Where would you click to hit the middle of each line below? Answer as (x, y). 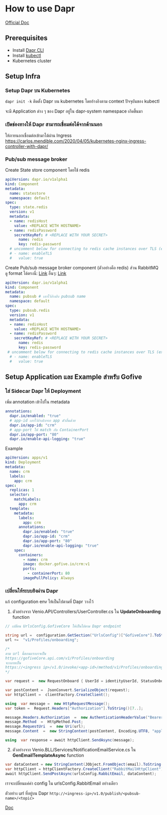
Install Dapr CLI (28, 50)
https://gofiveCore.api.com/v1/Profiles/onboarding (60, 658)
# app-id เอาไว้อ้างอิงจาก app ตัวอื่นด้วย (42, 420)
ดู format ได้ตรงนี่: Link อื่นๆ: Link (36, 273)
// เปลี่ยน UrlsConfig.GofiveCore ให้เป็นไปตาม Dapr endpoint (63, 626)
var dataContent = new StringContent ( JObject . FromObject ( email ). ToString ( (84, 764)
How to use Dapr (40, 9)
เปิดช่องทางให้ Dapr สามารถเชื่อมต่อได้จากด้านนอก (54, 124)
